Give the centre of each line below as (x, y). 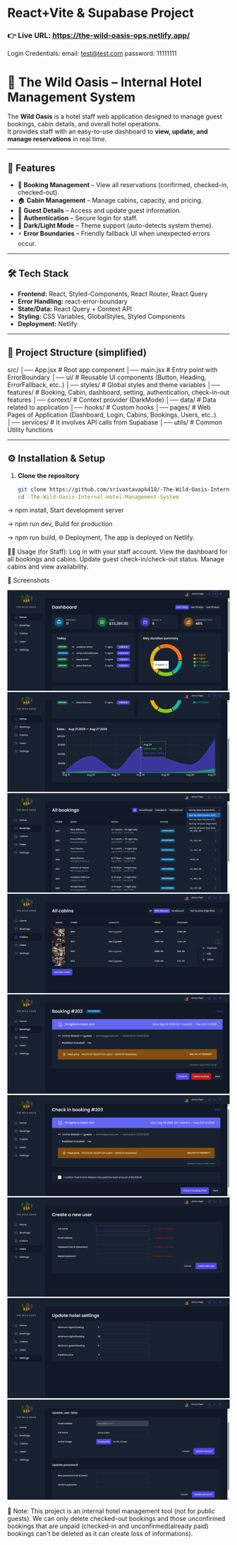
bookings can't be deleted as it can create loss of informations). (100, 1534)
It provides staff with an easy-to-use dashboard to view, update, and (108, 131)
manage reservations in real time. (57, 139)
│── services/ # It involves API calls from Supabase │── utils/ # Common (115, 422)
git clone (32, 489)
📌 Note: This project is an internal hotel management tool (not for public (111, 1511)
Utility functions (30, 429)
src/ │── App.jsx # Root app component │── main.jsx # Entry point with (113, 369)
